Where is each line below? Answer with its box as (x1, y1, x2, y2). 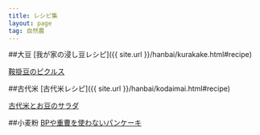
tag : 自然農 (8, 27, 45, 35)
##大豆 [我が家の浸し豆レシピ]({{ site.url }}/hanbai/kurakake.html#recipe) (8, 50, 252, 59)
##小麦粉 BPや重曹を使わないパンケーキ (8, 118, 142, 128)
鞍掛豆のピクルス (8, 67, 65, 76)
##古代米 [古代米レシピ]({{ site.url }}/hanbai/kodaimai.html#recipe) (8, 84, 231, 93)
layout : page (8, 19, 52, 27)
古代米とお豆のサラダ (8, 101, 79, 111)
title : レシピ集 (8, 11, 58, 20)
